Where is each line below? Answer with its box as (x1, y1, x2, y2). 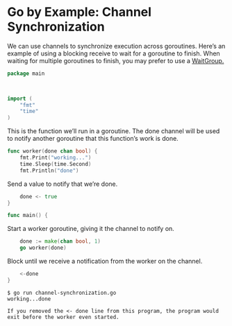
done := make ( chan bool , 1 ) (19, 238, 101, 245)
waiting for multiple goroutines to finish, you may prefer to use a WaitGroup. (7, 56, 224, 65)
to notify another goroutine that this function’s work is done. (7, 135, 179, 143)
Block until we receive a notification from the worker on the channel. (7, 257, 203, 266)
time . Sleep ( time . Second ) (19, 160, 92, 167)
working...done (7, 295, 51, 302)
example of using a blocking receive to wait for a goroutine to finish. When (7, 49, 220, 58)
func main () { (7, 212, 49, 219)
